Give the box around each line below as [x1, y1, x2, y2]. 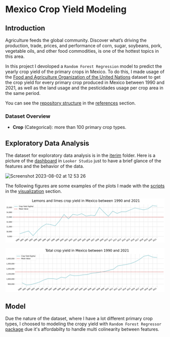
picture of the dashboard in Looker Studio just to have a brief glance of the [5, 158, 161, 164]
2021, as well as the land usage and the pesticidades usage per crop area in [5, 85, 163, 91]
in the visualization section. [5, 188, 62, 194]
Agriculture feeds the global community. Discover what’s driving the [5, 37, 147, 43]
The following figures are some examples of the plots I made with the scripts [5, 183, 165, 189]
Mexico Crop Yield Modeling [5, 4, 127, 15]
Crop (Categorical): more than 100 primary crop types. [12, 124, 126, 130]
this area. [5, 53, 25, 59]
